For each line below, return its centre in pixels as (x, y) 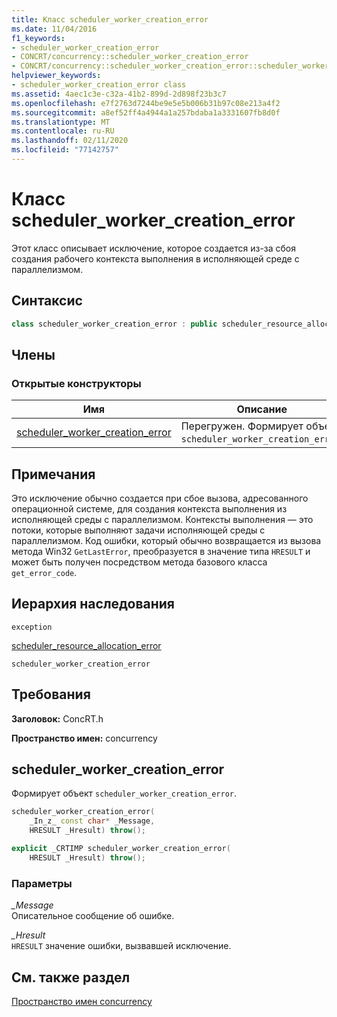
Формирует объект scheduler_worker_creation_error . (124, 793)
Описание (262, 409)
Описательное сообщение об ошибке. (93, 916)
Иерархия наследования (93, 604)
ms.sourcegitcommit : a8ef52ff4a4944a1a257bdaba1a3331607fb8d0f (146, 112)
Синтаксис (47, 301)
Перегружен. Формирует (242, 426)
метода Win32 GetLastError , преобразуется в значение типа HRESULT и (161, 551)
